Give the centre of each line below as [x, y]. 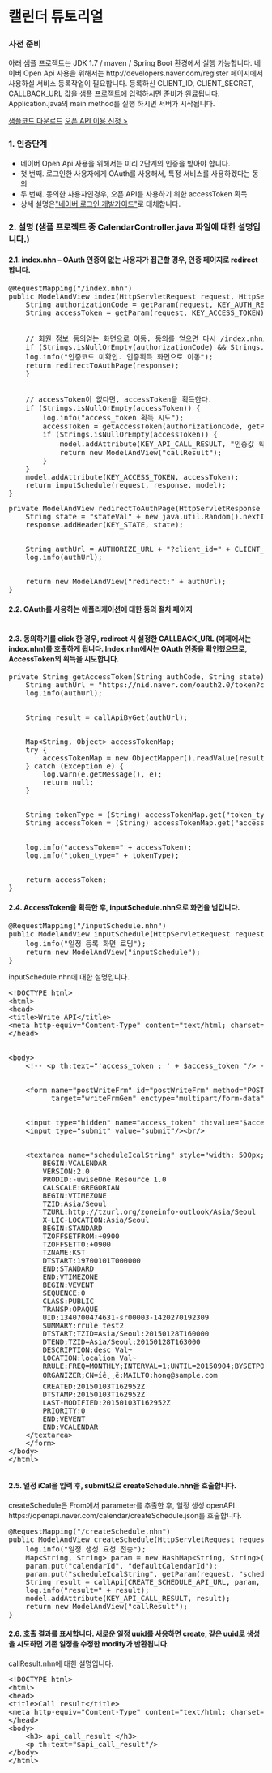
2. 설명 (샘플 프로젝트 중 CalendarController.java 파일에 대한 [122, 226]
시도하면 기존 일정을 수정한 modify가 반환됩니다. [93, 1644]
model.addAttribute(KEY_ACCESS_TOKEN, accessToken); [132, 477]
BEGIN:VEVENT [68, 1285]
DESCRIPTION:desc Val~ [87, 1349]
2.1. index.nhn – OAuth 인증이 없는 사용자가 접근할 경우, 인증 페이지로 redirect [133, 260]
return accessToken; [66, 880]
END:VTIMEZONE [70, 1276]
